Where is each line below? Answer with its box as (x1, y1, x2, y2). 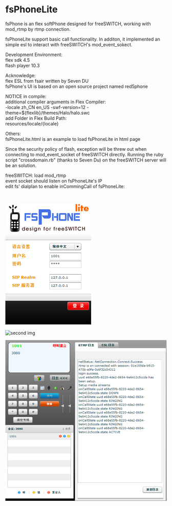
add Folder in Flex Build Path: (5, 115, 67, 121)
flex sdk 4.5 (5, 57, 30, 63)
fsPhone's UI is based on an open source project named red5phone (5, 83, 148, 89)
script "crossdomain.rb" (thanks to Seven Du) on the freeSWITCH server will (5, 157, 166, 163)
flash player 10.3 (5, 62, 40, 68)
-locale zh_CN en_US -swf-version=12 (5, 104, 86, 110)
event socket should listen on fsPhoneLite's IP (5, 177, 102, 184)
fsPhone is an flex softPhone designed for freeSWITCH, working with (5, 21, 151, 27)
